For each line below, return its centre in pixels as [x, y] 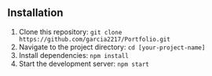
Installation [35, 13]
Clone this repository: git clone [70, 31]
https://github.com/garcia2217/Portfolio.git [94, 39]
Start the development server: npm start [84, 63]
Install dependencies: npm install [73, 55]
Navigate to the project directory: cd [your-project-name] [112, 47]
